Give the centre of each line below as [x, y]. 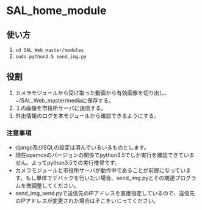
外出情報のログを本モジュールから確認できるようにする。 [87, 115]
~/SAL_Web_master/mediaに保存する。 [64, 100]
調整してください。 [55, 186]
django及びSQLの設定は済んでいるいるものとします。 [82, 148]
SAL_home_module [56, 11]
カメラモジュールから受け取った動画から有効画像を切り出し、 [92, 93]
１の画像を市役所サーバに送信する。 [61, 108]
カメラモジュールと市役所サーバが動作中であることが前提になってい [100, 170]
